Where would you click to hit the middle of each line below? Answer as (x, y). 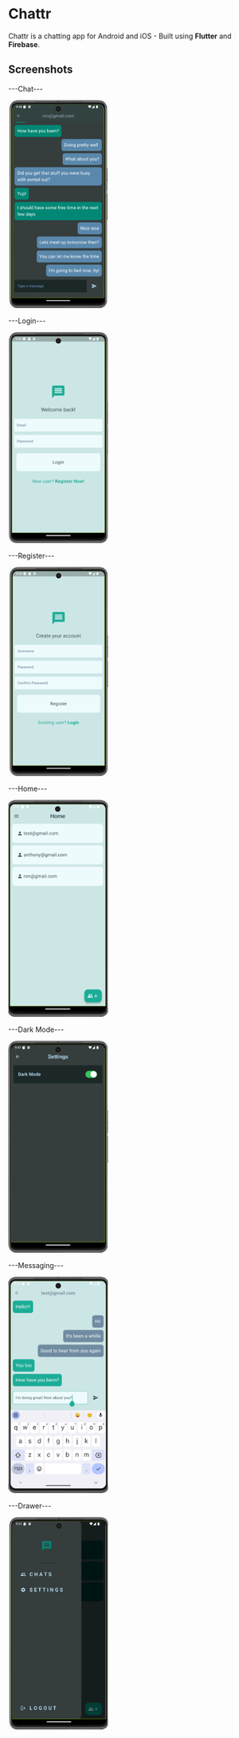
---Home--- (28, 788)
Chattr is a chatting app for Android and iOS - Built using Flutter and (120, 36)
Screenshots (41, 70)
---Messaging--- (36, 1266)
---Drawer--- (30, 1506)
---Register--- (31, 555)
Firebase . (24, 44)
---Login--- (27, 321)
